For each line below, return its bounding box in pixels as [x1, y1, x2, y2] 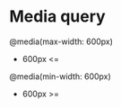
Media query [9, 6, 106, 27]
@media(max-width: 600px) [9, 36, 114, 47]
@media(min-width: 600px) [9, 70, 112, 82]
